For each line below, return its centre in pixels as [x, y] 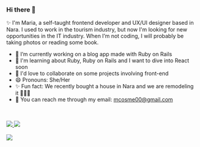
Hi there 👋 [21, 10]
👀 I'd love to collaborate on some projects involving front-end [92, 73]
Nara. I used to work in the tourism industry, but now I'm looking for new [97, 30]
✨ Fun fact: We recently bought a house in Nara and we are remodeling [104, 87]
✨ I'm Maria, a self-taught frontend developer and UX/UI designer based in [100, 23]
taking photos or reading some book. [53, 42]
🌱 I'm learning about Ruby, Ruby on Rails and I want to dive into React [102, 60]
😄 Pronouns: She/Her [43, 80]
